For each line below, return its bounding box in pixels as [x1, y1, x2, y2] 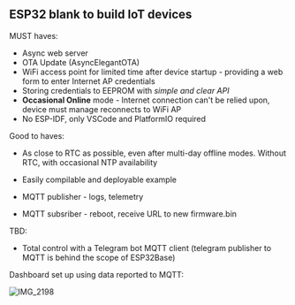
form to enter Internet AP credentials [21, 75, 156, 87]
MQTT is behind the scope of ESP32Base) [21, 252, 176, 263]
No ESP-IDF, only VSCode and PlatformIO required [21, 113, 206, 124]
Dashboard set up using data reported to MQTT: [9, 269, 184, 279]
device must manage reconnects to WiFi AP [21, 103, 182, 114]
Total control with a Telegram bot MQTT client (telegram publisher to [21, 242, 272, 253]
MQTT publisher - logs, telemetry [21, 191, 144, 202]
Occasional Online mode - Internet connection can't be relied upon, [21, 95, 270, 105]
